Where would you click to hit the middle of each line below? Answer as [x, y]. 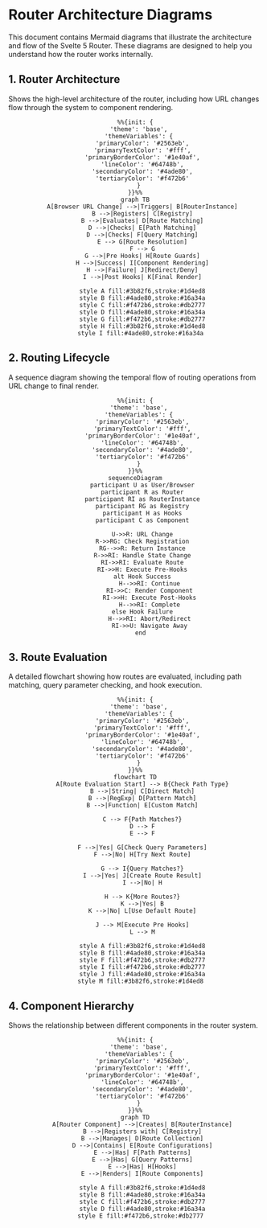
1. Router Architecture [64, 79]
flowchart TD [135, 778]
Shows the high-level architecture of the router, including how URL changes [134, 99]
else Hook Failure [142, 612]
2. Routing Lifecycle [59, 358]
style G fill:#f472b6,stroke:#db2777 [142, 319]
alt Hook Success [142, 577]
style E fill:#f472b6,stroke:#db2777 [141, 1216]
